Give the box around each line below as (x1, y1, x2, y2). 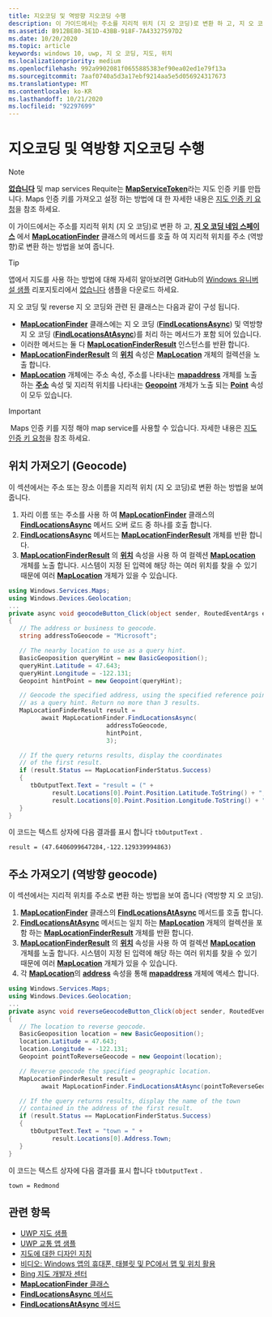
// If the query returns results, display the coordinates (19, 751, 223, 759)
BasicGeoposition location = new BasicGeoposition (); (19, 1030, 205, 1038)
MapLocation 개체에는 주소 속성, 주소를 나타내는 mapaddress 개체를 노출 (19, 370, 257, 380)
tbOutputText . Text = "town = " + (29, 1127, 143, 1135)
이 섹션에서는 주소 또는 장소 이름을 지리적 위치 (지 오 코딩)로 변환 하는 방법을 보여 (8, 482, 264, 491)
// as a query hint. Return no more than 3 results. (19, 699, 201, 707)
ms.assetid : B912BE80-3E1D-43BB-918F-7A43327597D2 (8, 27, 183, 35)
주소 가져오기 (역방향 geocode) (8, 867, 158, 881)
